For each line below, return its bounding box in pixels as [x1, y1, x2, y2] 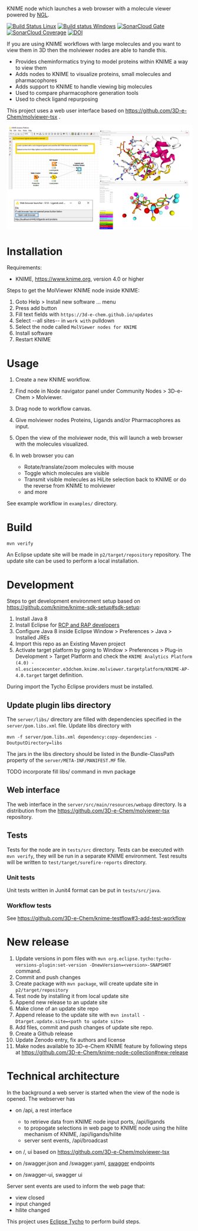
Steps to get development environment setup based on [6, 598, 140, 605]
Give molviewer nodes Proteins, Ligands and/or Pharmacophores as [15, 417, 181, 424]
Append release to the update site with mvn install [15, 1011, 140, 1019]
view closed [15, 1194, 45, 1202]
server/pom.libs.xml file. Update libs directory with [6, 722, 131, 729]
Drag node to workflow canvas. [15, 405, 92, 412]
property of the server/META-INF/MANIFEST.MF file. [6, 757, 127, 764]
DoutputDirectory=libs [6, 740, 62, 746]
